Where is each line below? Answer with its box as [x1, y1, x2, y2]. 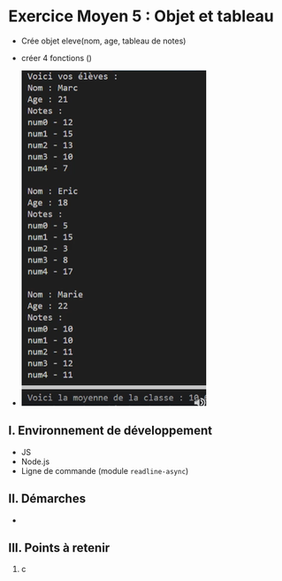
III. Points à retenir [8, 540, 111, 555]
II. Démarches [8, 492, 86, 507]
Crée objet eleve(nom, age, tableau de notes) [20, 35, 187, 46]
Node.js [20, 456, 50, 467]
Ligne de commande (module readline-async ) [20, 465, 189, 476]
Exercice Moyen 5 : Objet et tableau [8, 6, 275, 27]
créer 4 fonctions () [20, 52, 92, 63]
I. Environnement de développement [8, 423, 213, 438]
